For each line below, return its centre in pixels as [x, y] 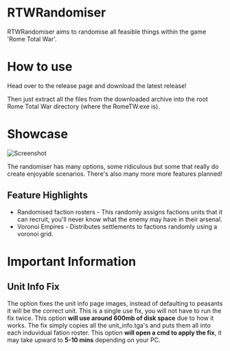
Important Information [72, 261]
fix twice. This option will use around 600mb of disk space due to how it [111, 318]
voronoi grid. [35, 234]
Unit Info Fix [33, 287]
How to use [40, 67]
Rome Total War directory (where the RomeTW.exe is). [83, 106]
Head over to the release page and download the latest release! [97, 86]
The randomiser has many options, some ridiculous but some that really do [113, 166]
